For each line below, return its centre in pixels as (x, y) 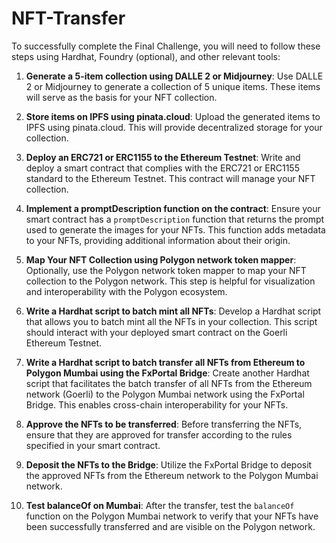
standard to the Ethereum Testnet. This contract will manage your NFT (170, 178)
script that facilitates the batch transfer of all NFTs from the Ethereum (169, 383)
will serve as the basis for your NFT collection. (121, 97)
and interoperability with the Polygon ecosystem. (126, 291)
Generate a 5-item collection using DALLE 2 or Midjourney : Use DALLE (174, 76)
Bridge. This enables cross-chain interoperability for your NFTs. (157, 404)
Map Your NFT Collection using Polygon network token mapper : (161, 259)
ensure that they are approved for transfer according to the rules (159, 434)
